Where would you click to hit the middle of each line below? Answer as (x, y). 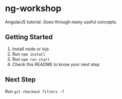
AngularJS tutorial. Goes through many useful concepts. (61, 22)
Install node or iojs (30, 49)
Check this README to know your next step (56, 64)
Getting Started (29, 37)
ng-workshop (33, 8)
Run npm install (29, 54)
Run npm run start (31, 59)
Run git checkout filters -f (35, 91)
